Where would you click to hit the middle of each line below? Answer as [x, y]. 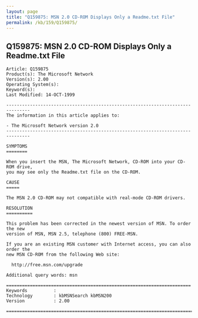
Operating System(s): [33, 85]
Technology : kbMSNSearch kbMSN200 [59, 296]
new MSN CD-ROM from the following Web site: [63, 255]
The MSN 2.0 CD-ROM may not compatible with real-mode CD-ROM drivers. [96, 198]
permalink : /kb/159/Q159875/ [42, 22]
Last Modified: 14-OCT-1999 [41, 95]
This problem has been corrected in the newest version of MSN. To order [99, 224]
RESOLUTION [19, 208]
